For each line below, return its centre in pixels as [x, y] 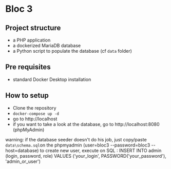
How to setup [27, 96]
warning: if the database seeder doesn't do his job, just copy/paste [76, 139]
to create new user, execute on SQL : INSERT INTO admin [101, 150]
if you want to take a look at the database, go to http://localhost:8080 [86, 124]
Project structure [33, 28]
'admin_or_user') [23, 161]
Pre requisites [28, 67]
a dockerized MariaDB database [47, 46]
